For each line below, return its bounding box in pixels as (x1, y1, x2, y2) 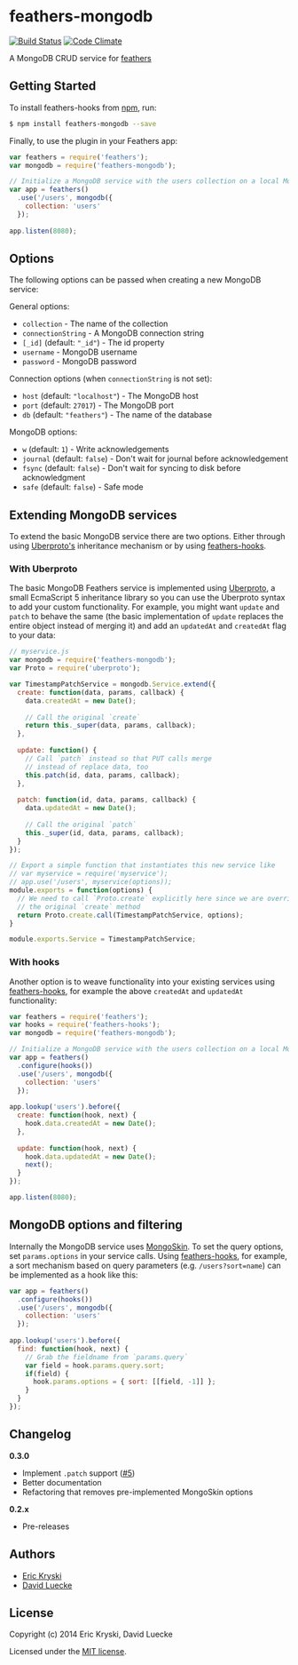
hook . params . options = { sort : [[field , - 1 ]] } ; (32, 1377, 216, 1387)
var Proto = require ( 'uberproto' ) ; (9, 664, 141, 673)
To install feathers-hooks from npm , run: (9, 102, 157, 113)
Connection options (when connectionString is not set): (9, 373, 213, 384)
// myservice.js (9, 647, 69, 657)
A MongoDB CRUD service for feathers (9, 52, 153, 63)
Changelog (9, 1427, 72, 1442)
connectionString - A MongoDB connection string (21, 328, 205, 339)
